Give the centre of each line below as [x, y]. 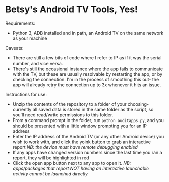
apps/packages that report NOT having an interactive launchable [81, 168]
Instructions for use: [26, 94]
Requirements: [20, 23]
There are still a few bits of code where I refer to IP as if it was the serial [87, 58]
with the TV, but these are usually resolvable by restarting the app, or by [88, 74]
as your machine [30, 38]
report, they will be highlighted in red [51, 158]
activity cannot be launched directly [50, 174]
